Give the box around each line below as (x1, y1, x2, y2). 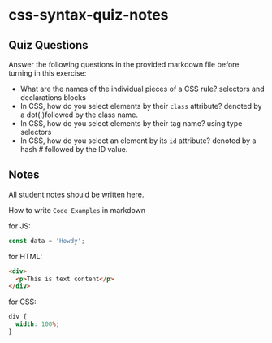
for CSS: (8, 297, 37, 306)
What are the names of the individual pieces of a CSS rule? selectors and (19, 84, 265, 93)
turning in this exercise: (8, 68, 87, 78)
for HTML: (8, 251, 43, 261)
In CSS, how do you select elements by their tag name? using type (19, 119, 243, 128)
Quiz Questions (8, 38, 89, 52)
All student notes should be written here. (8, 189, 145, 199)
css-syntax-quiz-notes (8, 6, 169, 24)
